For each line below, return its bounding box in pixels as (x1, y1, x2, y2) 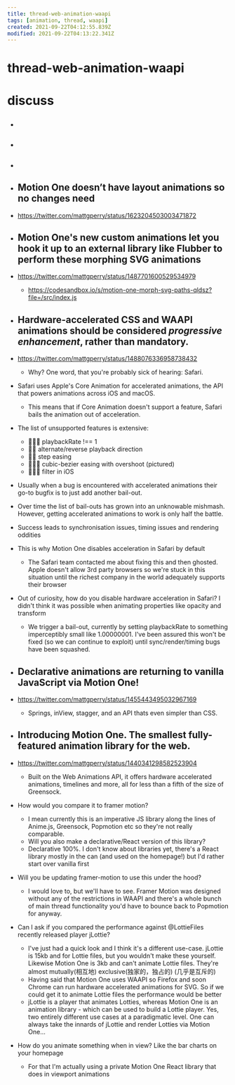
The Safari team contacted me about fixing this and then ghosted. (27, 558, 219, 566)
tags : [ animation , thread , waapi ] (7, 17, 109, 24)
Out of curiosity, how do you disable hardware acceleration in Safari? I (17, 594, 221, 602)
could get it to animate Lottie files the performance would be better (27, 990, 222, 998)
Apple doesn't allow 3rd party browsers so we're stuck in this (27, 566, 206, 574)
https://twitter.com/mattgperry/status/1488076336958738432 (17, 355, 198, 363)
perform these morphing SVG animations (17, 254, 201, 265)
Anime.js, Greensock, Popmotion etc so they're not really (27, 822, 193, 830)
